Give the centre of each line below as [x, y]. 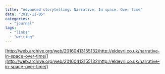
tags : [11, 28]
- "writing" [22, 37]
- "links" [20, 32]
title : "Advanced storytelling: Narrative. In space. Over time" [74, 10]
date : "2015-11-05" [25, 14]
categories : [17, 19]
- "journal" [22, 23]
